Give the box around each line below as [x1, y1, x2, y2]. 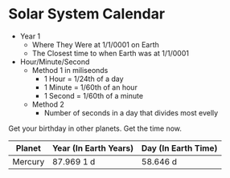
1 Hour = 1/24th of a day [43, 74, 124, 83]
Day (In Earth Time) [141, 142, 218, 153]
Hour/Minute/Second [19, 57, 90, 67]
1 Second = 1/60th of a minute [43, 91, 143, 100]
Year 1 [19, 31, 41, 41]
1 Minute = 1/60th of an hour [43, 82, 138, 92]
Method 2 [31, 99, 64, 109]
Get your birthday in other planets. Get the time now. [8, 123, 183, 133]
